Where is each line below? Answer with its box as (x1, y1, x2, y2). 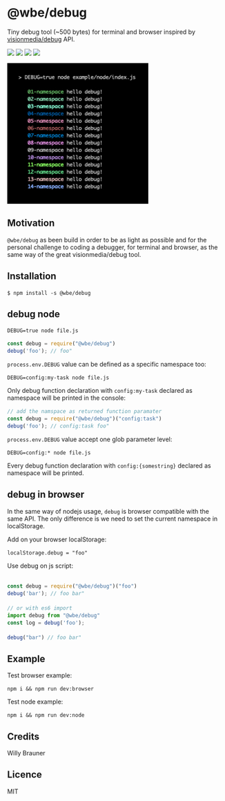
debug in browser (7, 489, 85, 501)
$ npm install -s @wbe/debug (7, 289, 91, 296)
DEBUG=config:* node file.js (7, 449, 91, 456)
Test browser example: (7, 671, 72, 679)
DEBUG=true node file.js (7, 327, 79, 334)
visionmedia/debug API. (7, 35, 75, 43)
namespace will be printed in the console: (7, 394, 126, 402)
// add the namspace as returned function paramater (7, 408, 162, 415)
